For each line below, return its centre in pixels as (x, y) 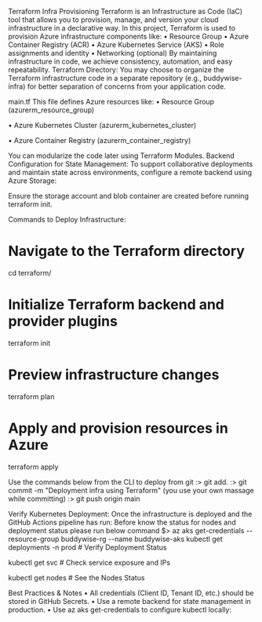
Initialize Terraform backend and (116, 305)
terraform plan (31, 397)
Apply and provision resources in (118, 428)
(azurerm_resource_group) (51, 110)
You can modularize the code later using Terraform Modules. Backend (122, 155)
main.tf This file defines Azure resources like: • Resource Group (111, 102)
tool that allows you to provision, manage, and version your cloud (113, 20)
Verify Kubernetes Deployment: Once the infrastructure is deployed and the (130, 514)
